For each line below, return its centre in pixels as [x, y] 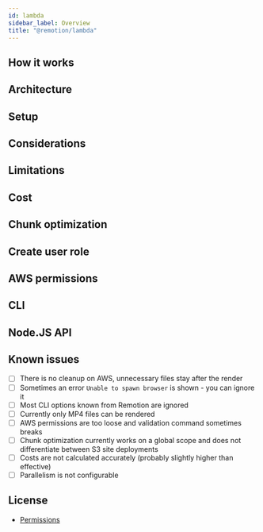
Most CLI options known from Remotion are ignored [104, 405]
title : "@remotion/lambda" [53, 30]
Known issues [44, 359]
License [28, 501]
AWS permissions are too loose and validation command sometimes [130, 422]
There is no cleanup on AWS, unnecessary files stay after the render [131, 379]
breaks [31, 432]
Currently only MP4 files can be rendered [87, 414]
